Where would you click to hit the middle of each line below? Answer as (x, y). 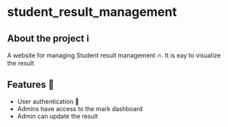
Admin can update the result (57, 116)
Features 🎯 (31, 85)
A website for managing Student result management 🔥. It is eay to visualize (114, 55)
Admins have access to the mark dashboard (80, 108)
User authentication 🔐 (48, 101)
